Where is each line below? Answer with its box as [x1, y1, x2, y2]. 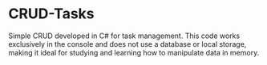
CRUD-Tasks [8, 5, 95, 23]
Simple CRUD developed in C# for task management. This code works [8, 31, 241, 40]
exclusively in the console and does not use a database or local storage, [8, 39, 247, 48]
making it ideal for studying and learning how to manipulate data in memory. [8, 48, 260, 57]
